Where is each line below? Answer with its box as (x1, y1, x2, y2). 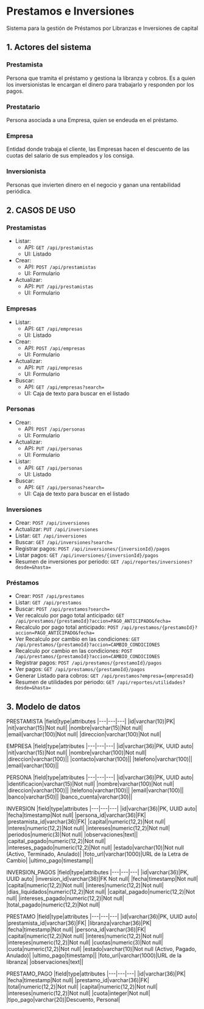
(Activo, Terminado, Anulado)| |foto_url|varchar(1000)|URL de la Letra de (6, 850, 189, 858)
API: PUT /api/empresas (24, 364, 83, 371)
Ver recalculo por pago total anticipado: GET (15, 612, 125, 619)
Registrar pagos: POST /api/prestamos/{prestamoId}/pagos (15, 659, 163, 666)
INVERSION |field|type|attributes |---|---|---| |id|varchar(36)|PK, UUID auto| (6, 805, 197, 813)
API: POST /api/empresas (24, 344, 85, 351)
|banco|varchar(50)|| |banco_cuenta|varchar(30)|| (6, 793, 133, 800)
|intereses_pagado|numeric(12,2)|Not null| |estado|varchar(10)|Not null (6, 844, 185, 852)
